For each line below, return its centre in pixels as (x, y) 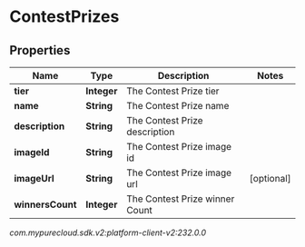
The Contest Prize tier (173, 91)
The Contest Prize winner (181, 199)
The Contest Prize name (178, 106)
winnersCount (45, 204)
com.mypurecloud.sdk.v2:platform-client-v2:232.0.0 (108, 232)
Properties (40, 50)
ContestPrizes (64, 17)
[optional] (270, 178)
